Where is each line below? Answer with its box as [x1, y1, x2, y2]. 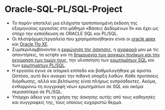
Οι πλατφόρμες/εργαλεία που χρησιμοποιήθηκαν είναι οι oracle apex [11, 36, 156, 42]
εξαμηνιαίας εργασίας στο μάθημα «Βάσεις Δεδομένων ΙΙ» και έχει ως [11, 25, 159, 31]
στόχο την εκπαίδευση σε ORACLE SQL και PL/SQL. [11, 30, 119, 36]
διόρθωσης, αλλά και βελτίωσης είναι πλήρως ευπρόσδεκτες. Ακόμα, [11, 78, 157, 84]
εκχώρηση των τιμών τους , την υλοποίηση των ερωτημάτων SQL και [11, 57, 155, 63]
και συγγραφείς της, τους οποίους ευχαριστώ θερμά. [11, 99, 123, 105]
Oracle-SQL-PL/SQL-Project [4, 3, 123, 15]
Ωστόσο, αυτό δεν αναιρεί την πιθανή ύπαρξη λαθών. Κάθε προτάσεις [11, 73, 159, 79]
